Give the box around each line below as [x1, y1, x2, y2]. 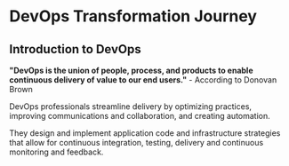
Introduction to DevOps [9, 42, 141, 57]
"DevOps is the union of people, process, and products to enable [9, 65, 253, 75]
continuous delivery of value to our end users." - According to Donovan [9, 75, 277, 85]
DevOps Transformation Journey [9, 6, 258, 27]
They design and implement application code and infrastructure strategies [9, 128, 281, 138]
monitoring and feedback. [9, 146, 104, 157]
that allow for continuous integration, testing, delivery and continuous [9, 138, 264, 147]
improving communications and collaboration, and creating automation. [9, 111, 271, 121]
